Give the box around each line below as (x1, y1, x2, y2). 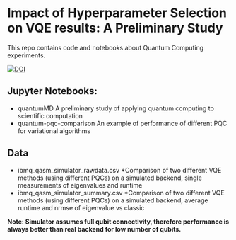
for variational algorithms (17, 126, 90, 135)
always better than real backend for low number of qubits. (7, 224, 182, 233)
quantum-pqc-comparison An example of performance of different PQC (17, 119, 228, 127)
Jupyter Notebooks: (7, 85, 98, 97)
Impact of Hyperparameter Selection (7, 5, 228, 21)
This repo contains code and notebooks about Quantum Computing (7, 43, 204, 52)
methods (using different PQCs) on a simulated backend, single (17, 173, 203, 182)
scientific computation (17, 111, 83, 120)
